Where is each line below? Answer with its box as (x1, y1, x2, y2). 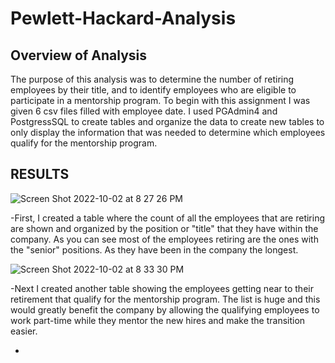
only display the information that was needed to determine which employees (10, 127, 326, 138)
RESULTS (10, 166, 70, 183)
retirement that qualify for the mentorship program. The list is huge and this (10, 293, 321, 305)
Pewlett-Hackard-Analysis (10, 7, 237, 30)
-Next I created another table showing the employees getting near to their (10, 282, 314, 294)
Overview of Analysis (10, 47, 148, 64)
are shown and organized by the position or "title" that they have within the (10, 222, 319, 234)
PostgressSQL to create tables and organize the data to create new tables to (10, 116, 325, 127)
